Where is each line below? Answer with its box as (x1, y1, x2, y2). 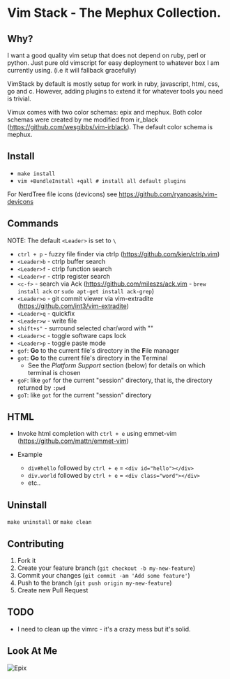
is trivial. (7, 94, 31, 103)
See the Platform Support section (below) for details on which (27, 361, 206, 370)
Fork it (17, 557, 36, 565)
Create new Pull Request (17, 586, 89, 594)
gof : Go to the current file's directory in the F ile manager (17, 346, 180, 354)
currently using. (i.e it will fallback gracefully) (7, 66, 137, 74)
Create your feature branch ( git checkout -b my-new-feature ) (17, 564, 196, 572)
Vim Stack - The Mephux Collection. (7, 5, 222, 21)
